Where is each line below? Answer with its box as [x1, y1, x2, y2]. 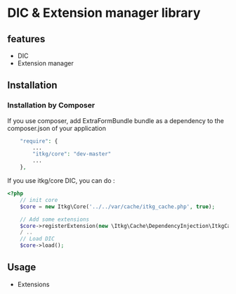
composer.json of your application [7, 124, 107, 132]
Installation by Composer [7, 101, 96, 110]
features [7, 33, 46, 45]
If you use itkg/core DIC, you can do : [7, 177, 115, 185]
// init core [20, 196, 58, 203]
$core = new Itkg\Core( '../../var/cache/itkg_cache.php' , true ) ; [20, 203, 216, 210]
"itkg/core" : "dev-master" [32, 151, 112, 158]
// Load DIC [20, 236, 55, 243]
